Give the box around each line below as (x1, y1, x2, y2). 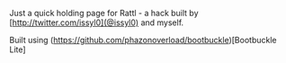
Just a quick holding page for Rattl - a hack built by (9, 8, 200, 18)
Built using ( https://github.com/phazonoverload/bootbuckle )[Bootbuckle (9, 35, 277, 45)
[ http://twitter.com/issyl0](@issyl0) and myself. (9, 17, 184, 28)
